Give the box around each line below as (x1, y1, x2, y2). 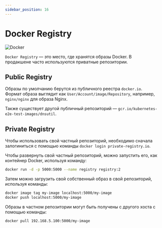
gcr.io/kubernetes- (118, 107, 158, 112)
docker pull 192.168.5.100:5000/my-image (5, 218, 90, 223)
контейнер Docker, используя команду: (5, 158, 87, 164)
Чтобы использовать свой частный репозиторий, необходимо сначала (5, 138, 153, 144)
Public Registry (5, 73, 53, 81)
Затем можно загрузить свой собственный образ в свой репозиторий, (5, 176, 152, 182)
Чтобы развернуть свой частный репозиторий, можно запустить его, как (5, 152, 158, 158)
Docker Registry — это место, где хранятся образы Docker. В (5, 54, 132, 59)
